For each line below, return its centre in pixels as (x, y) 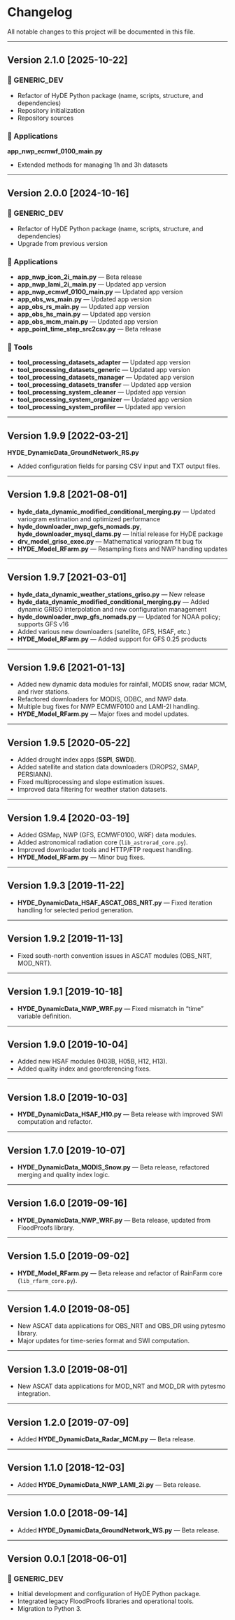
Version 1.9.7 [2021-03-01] (67, 578)
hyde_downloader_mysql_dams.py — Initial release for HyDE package (120, 534)
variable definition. (44, 1016)
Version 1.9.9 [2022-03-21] (68, 435)
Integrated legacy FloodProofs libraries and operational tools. (106, 1601)
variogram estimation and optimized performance (89, 519)
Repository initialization (51, 110)
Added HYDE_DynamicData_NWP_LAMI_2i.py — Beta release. (109, 1484)
